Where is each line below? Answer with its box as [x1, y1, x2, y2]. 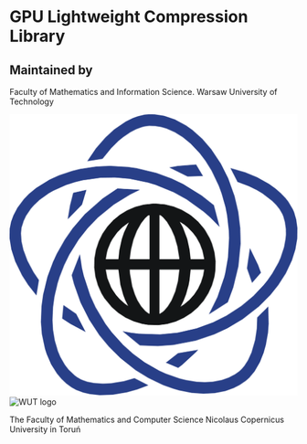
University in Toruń [9, 423, 81, 435]
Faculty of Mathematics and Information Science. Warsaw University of [9, 87, 278, 97]
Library [9, 26, 66, 47]
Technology [9, 96, 55, 107]
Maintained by [9, 62, 93, 78]
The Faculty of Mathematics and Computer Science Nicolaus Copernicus [9, 414, 285, 425]
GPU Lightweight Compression [9, 6, 249, 27]
